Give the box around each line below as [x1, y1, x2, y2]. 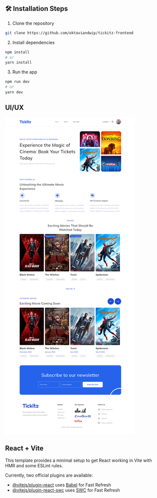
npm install [5, 50, 30, 55]
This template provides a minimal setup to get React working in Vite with [5, 457, 152, 463]
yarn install [5, 60, 32, 65]
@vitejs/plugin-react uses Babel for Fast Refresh [12, 482, 112, 488]
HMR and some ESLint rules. [5, 462, 63, 468]
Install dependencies [12, 39, 55, 45]
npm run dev [5, 79, 30, 84]
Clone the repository [12, 20, 54, 26]
